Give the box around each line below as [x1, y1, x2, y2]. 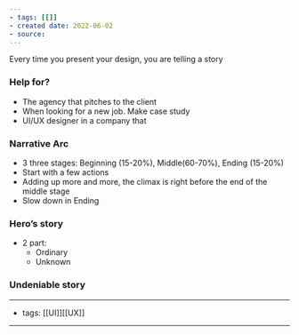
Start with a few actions [21, 166, 109, 178]
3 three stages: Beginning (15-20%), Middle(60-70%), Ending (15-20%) [21, 157, 285, 168]
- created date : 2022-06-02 [9, 21, 114, 30]
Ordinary [35, 247, 69, 258]
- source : [9, 29, 46, 38]
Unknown [35, 257, 71, 267]
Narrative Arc [9, 137, 69, 149]
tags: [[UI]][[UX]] [21, 307, 85, 318]
